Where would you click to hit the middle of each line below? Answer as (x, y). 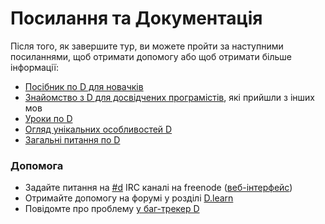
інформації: (34, 67)
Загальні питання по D (72, 139)
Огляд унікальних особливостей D (98, 129)
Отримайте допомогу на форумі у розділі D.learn (129, 198)
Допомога (37, 165)
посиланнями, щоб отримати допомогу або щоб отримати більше (151, 56)
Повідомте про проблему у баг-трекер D (112, 209)
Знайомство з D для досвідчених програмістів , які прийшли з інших (169, 97)
